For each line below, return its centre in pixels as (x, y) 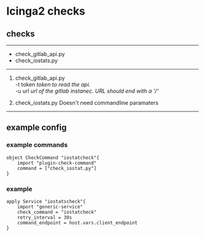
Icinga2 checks (46, 11)
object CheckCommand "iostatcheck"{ (53, 157)
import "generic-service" (50, 207)
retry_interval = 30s (45, 218)
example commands (37, 145)
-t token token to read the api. (53, 84)
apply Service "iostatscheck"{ (46, 201)
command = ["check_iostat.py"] (57, 168)
